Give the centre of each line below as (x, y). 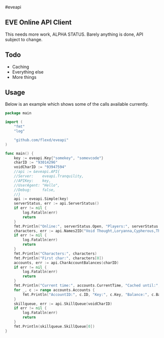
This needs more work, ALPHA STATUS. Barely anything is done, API (74, 34)
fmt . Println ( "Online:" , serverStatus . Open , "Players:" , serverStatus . (87, 226)
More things (24, 77)
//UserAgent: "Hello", (37, 185)
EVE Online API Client (38, 22)
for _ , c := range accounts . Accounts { (54, 290)
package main (18, 113)
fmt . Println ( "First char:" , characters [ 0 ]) (59, 258)
